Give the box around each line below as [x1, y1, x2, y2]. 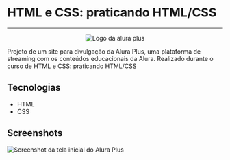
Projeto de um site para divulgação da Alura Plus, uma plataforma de [7, 47, 201, 56]
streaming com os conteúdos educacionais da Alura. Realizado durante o [7, 54, 214, 62]
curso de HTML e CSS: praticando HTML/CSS [7, 62, 137, 70]
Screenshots [7, 127, 63, 139]
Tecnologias [7, 82, 61, 93]
